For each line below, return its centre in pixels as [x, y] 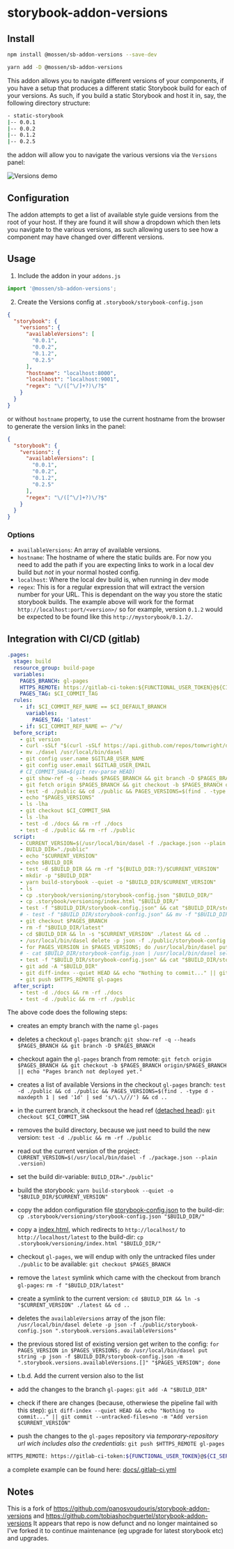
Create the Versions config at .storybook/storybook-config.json [110, 302]
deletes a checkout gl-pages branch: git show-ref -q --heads [107, 1039]
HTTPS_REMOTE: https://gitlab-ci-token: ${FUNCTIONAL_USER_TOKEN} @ [106, 1456]
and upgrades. [28, 1539]
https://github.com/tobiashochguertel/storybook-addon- [127, 1516]
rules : [23, 700]
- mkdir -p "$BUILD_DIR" [56, 875]
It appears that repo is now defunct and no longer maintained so [125, 1523]
